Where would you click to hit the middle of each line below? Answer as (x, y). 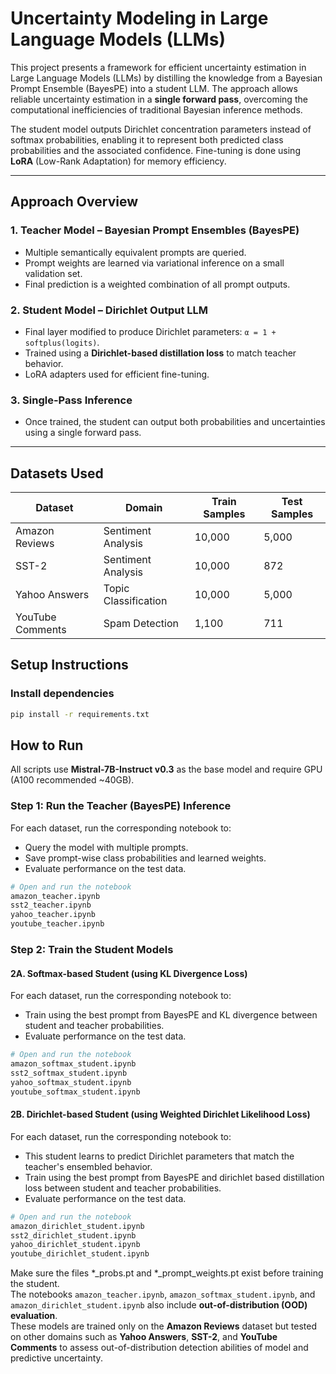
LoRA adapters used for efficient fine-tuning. (117, 374)
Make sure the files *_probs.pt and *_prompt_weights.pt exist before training (167, 1273)
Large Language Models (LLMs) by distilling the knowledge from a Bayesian (166, 78)
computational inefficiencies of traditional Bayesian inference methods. (156, 109)
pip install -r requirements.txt (80, 714)
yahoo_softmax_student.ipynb (71, 1082)
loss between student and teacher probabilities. (123, 1188)
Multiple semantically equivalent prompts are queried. (135, 252)
